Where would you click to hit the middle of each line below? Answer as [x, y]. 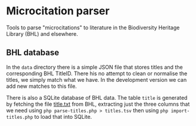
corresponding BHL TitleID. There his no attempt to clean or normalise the [97, 73]
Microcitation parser [58, 11]
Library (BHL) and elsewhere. [42, 33]
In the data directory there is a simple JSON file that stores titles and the [94, 67]
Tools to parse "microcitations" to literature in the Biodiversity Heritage [93, 27]
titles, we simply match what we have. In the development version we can [97, 79]
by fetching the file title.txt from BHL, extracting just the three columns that [98, 104]
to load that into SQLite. [63, 116]
